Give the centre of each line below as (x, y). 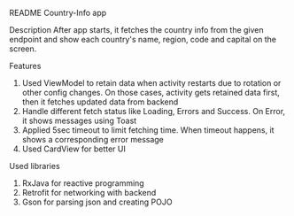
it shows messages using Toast (79, 120)
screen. (23, 49)
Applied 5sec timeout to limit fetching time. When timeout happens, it (148, 130)
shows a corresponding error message (93, 139)
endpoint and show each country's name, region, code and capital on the (143, 39)
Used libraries (35, 166)
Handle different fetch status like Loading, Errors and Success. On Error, (154, 111)
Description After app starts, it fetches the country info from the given (136, 30)
